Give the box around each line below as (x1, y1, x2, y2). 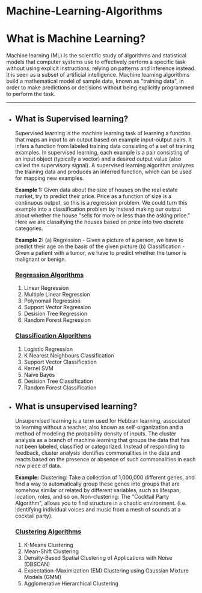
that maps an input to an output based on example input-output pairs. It (14, 136, 192, 143)
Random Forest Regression (23, 316, 91, 324)
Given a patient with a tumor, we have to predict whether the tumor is (14, 249, 186, 256)
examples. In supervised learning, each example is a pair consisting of (14, 149, 189, 156)
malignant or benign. (14, 255, 67, 263)
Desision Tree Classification (23, 377, 93, 385)
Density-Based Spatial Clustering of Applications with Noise (23, 554, 173, 561)
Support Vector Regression (23, 304, 91, 311)
